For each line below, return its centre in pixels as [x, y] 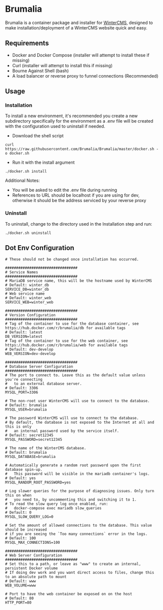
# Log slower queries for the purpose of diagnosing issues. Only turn [80, 491]
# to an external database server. [44, 383]
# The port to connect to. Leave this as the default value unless [75, 375]
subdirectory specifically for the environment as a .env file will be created [79, 121]
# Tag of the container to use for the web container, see [67, 341]
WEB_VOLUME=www [21, 585]
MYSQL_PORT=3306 [22, 392]
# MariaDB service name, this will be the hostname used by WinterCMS [79, 280]
